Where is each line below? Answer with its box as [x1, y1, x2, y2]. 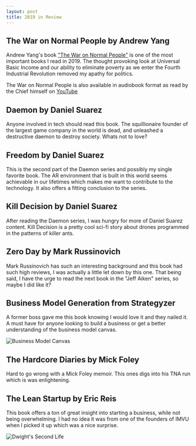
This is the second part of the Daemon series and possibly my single [6, 165, 172, 172]
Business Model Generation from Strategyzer [6, 298, 175, 308]
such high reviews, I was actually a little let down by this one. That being [6, 268, 181, 275]
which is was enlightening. [6, 377, 71, 384]
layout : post [6, 8, 38, 15]
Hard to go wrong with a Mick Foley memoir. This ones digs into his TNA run [6, 370, 191, 377]
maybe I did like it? [6, 281, 52, 288]
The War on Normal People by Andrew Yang [6, 36, 170, 46]
